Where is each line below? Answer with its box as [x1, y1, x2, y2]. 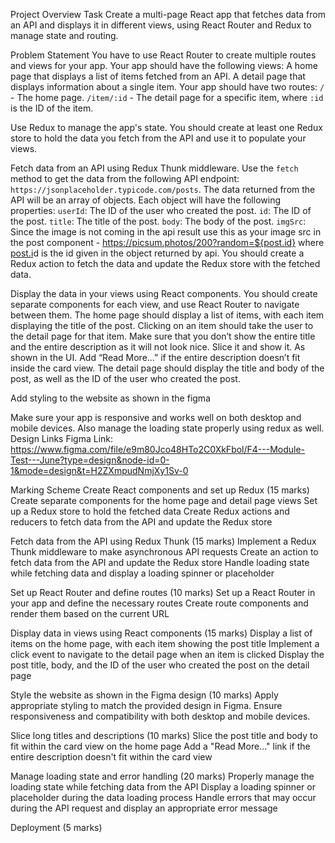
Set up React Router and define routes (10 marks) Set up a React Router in [10, 587, 316, 598]
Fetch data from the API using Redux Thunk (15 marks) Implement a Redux [10, 535, 317, 547]
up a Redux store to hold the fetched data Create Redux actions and [10, 505, 290, 517]
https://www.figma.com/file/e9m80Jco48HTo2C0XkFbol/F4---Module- [10, 444, 306, 455]
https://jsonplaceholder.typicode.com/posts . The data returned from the [10, 184, 316, 195]
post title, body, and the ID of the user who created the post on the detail [10, 659, 310, 671]
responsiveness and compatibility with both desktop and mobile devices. [10, 710, 311, 722]
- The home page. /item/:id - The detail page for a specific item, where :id [10, 92, 324, 103]
